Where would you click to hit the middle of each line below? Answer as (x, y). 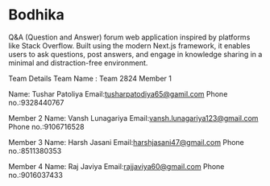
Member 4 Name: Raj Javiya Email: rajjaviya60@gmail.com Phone (116, 166)
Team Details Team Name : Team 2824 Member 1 (90, 78)
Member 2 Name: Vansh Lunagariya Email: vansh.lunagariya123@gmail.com (133, 118)
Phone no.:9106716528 (46, 126)
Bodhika (36, 15)
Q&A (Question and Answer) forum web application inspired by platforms (129, 37)
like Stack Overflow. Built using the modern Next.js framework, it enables (129, 45)
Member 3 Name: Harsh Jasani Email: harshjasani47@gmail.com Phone (126, 142)
